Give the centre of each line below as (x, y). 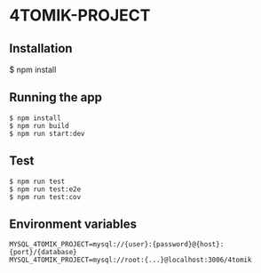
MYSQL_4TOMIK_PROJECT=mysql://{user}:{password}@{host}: (117, 245)
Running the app (55, 97)
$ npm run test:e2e (45, 189)
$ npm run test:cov (45, 197)
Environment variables (73, 225)
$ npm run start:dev (47, 133)
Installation (41, 48)
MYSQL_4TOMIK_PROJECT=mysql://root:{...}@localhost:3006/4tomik (130, 260)
